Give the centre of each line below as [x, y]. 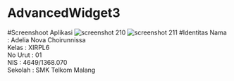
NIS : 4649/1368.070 [37, 62]
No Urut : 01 [25, 55]
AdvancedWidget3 [64, 13]
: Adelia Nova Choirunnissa [47, 39]
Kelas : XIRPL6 [29, 47]
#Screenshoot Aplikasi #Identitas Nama [117, 32]
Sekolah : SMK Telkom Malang [51, 70]
